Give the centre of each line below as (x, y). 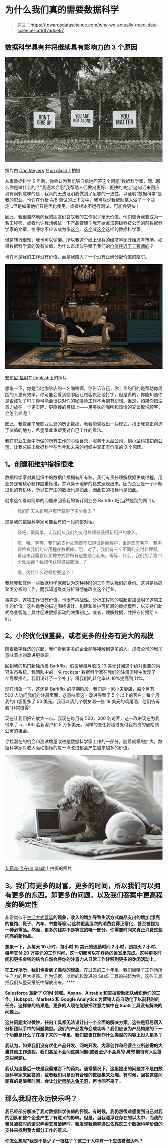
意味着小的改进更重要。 (29, 655)
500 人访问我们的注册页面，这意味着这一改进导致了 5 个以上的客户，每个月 (82, 695)
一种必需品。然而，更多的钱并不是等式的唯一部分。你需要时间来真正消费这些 (84, 930)
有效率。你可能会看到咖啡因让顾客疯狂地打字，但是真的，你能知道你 (92, 395)
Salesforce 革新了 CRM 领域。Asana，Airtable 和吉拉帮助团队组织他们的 (81, 993)
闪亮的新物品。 (20, 936)
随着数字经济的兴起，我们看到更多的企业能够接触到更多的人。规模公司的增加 (84, 649)
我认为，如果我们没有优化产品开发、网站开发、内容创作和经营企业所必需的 (82, 1046)
